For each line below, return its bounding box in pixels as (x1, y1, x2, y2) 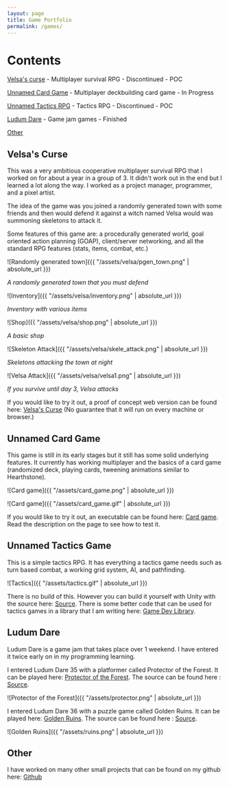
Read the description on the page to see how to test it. (7, 520, 160, 528)
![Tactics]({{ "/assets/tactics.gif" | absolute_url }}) (7, 579, 147, 587)
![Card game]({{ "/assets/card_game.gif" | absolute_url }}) (7, 499, 171, 507)
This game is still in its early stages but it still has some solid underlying (7, 451, 209, 459)
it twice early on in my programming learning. (7, 652, 136, 661)
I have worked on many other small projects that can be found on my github (7, 766, 221, 774)
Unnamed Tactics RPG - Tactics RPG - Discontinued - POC (7, 102, 173, 110)
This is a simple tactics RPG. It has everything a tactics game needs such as (7, 558, 222, 566)
